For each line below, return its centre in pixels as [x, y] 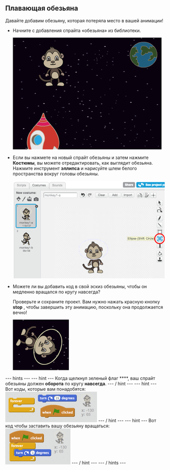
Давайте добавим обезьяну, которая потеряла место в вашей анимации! [84, 20]
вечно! [20, 312]
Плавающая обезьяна [42, 8]
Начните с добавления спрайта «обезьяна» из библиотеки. [77, 30]
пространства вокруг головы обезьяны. [56, 174]
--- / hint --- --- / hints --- [99, 462]
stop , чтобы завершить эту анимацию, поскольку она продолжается [88, 307]
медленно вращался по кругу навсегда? [56, 292]
